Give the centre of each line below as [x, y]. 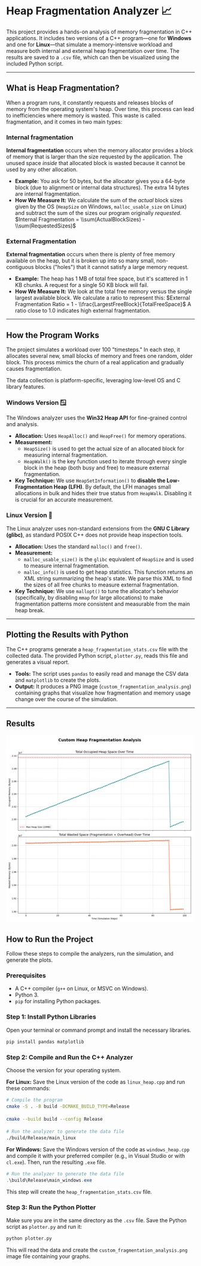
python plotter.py [29, 1239]
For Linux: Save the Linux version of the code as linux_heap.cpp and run [96, 1082]
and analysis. [22, 424]
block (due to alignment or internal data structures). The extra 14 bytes [102, 188]
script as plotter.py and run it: [44, 1227]
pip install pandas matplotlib [45, 1041]
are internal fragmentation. [48, 194]
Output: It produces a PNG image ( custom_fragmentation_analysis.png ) [103, 686]
